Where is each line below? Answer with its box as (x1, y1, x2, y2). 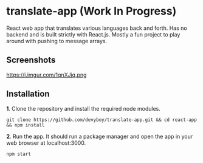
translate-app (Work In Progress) (6, 4, 177, 18)
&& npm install (6, 122, 45, 128)
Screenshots (6, 55, 56, 65)
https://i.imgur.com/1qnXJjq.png (6, 71, 87, 78)
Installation (6, 89, 50, 99)
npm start (6, 151, 32, 157)
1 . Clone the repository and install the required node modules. (6, 105, 161, 112)
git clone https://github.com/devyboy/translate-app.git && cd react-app (6, 117, 198, 123)
